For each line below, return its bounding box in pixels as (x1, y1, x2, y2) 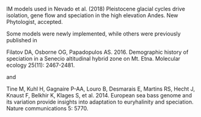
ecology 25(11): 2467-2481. (6, 61, 75, 69)
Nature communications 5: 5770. (6, 105, 89, 112)
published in (6, 37, 38, 43)
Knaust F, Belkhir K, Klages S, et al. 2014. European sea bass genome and (6, 92, 192, 99)
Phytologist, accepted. (6, 18, 63, 25)
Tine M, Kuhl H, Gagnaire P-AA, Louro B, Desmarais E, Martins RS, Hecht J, (6, 85, 196, 92)
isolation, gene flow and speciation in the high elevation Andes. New (6, 12, 178, 19)
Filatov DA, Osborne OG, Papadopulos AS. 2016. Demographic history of (6, 48, 189, 56)
